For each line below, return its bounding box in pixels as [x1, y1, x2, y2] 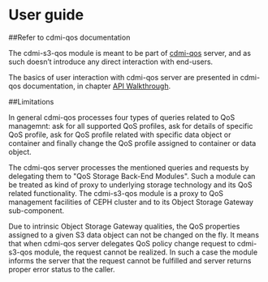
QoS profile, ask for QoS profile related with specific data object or [8, 130, 231, 139]
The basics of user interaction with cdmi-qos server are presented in [8, 72, 239, 82]
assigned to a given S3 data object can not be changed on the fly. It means [8, 229, 260, 240]
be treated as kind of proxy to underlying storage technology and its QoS [8, 180, 253, 190]
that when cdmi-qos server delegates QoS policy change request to [8, 238, 236, 248]
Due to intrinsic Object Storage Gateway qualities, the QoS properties [8, 221, 240, 231]
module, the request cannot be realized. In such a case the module [33, 247, 258, 257]
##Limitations [8, 96, 54, 106]
